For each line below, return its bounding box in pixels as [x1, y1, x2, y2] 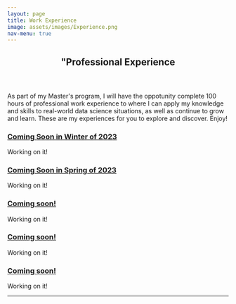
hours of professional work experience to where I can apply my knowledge [7, 99, 224, 108]
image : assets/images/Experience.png [7, 23, 118, 30]
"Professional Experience [60, 56, 176, 68]
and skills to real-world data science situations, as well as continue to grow [7, 106, 225, 115]
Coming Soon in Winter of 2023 [7, 132, 117, 141]
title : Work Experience [7, 17, 77, 24]
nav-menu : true [7, 30, 52, 37]
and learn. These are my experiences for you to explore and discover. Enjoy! [7, 114, 228, 122]
